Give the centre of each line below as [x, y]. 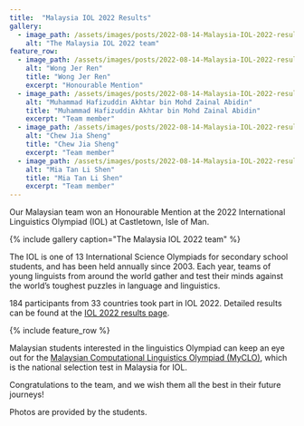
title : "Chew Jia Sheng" [72, 144]
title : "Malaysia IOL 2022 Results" [81, 18]
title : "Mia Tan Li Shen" [75, 178]
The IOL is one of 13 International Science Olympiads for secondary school [149, 257]
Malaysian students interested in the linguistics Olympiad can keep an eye [147, 348]
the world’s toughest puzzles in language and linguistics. [115, 286]
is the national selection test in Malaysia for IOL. [99, 367]
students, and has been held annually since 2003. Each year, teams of [140, 266]
